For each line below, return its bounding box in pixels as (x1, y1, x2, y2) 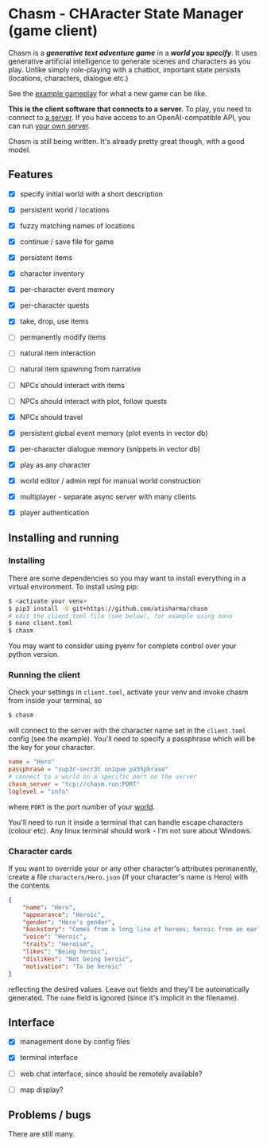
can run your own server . (8, 121, 91, 130)
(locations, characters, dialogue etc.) (8, 73, 129, 83)
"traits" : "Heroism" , (22, 940, 94, 949)
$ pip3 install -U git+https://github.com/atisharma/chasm (8, 604, 208, 612)
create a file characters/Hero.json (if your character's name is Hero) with (8, 872, 249, 881)
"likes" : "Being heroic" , (22, 948, 109, 956)
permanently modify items (19, 332, 106, 342)
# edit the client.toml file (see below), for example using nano (8, 612, 233, 620)
